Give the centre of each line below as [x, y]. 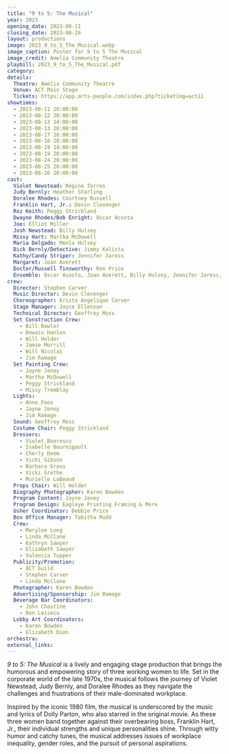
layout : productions [37, 39]
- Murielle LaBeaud [47, 479]
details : [20, 77]
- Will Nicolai [41, 352]
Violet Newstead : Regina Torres [60, 186]
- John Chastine [43, 607]
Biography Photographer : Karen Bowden [69, 492]
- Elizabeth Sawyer [47, 550]
